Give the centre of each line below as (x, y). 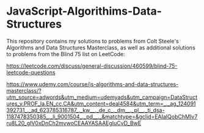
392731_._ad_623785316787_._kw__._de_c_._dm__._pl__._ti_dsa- (86, 110)
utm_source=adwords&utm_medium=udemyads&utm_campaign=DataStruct (102, 97)
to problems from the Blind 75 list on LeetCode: (66, 54)
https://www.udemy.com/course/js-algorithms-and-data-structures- (93, 84)
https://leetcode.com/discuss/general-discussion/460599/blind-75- (92, 66)
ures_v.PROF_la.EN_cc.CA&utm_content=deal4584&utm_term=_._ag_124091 (101, 103)
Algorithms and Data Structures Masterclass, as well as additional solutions (101, 48)
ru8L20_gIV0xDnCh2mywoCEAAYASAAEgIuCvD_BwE (74, 123)
